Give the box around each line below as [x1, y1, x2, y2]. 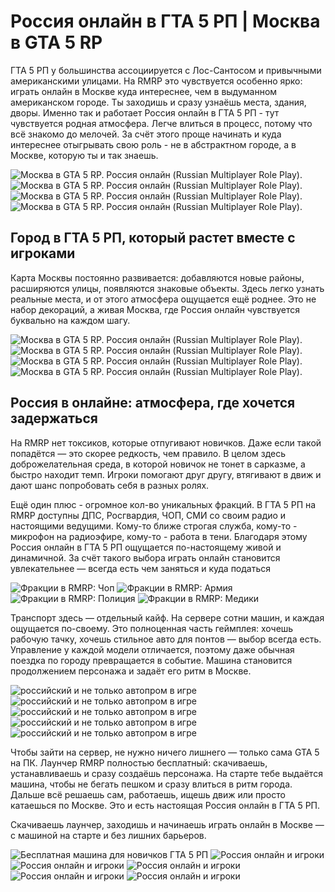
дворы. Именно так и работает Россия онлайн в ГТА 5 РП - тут [10, 106, 280, 119]
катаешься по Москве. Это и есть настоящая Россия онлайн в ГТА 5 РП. [10, 799, 321, 811]
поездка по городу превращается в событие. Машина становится [10, 654, 293, 666]
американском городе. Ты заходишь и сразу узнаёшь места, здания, [10, 96, 307, 108]
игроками [10, 245, 76, 262]
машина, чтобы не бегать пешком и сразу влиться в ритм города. [10, 778, 293, 790]
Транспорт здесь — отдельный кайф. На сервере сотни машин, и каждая [10, 611, 325, 624]
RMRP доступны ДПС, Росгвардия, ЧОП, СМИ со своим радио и [10, 509, 287, 521]
